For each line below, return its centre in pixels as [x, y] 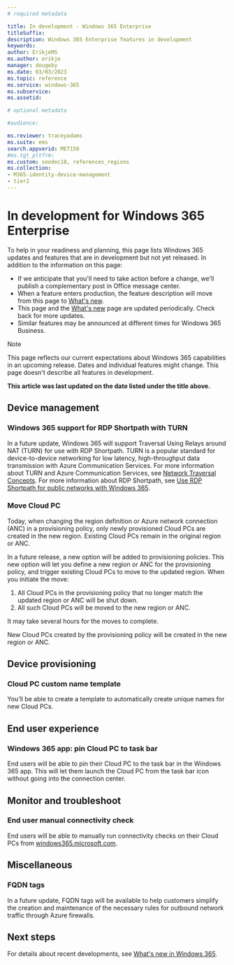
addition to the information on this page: [65, 265]
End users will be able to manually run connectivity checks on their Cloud [113, 836]
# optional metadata [37, 110]
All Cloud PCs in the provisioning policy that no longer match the [110, 592]
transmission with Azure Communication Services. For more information [111, 465]
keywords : [22, 46]
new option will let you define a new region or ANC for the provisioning [109, 564]
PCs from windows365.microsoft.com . [63, 843]
